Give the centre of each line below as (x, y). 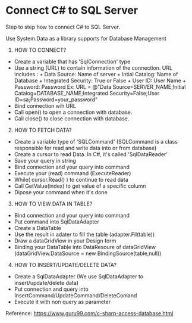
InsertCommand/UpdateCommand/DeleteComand (75, 295)
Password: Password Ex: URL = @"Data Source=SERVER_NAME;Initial (100, 86)
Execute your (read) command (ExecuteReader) (73, 173)
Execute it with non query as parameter (62, 302)
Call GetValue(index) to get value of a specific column (80, 186)
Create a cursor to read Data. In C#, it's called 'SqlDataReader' (91, 154)
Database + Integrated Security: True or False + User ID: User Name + (100, 80)
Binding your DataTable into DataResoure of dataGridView (85, 247)
